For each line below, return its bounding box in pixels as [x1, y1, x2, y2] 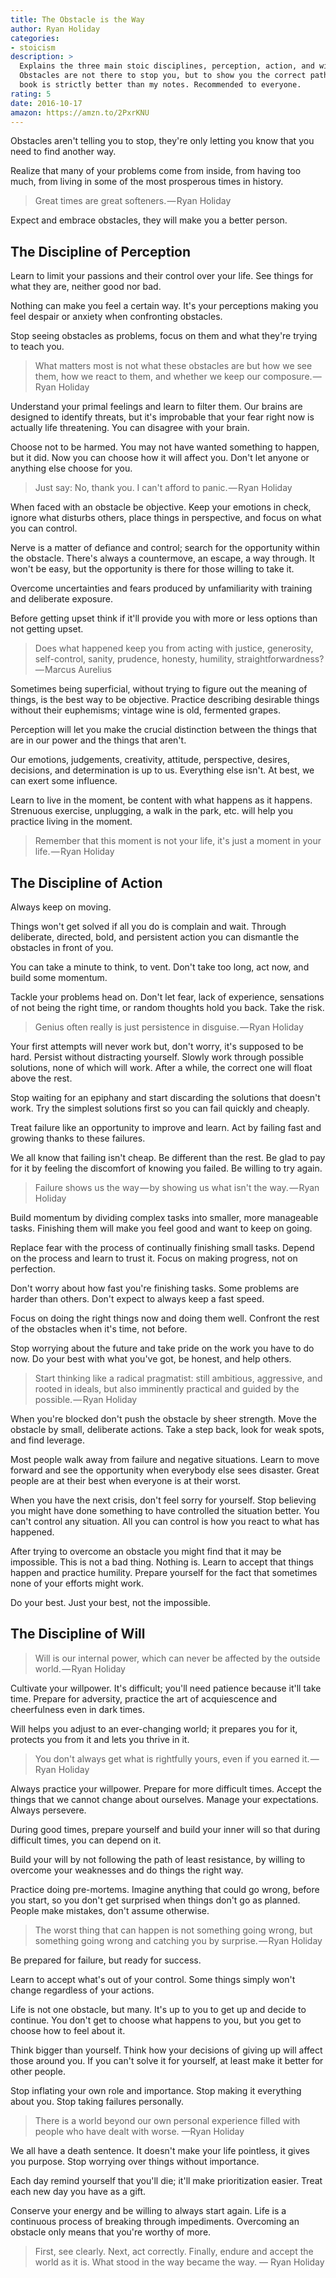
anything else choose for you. [10, 462, 133, 475]
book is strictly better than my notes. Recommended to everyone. [19, 80, 302, 90]
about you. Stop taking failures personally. [10, 2095, 185, 2107]
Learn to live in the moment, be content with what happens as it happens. [10, 794, 313, 806]
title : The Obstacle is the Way [10, 14, 145, 25]
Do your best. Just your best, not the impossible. [10, 1597, 212, 1608]
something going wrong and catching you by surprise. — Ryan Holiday [34, 1934, 323, 1946]
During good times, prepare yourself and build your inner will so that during [10, 1823, 321, 1835]
